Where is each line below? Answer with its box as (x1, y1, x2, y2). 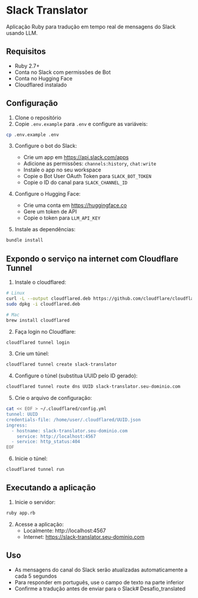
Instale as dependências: (14, 226, 75, 233)
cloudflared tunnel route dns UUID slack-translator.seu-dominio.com (6, 384, 181, 390)
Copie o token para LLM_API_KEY (23, 214, 101, 222)
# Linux (6, 290, 25, 296)
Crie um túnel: (14, 350, 49, 357)
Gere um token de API (23, 208, 77, 215)
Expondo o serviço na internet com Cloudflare (6, 254, 179, 264)
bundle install (6, 237, 44, 243)
